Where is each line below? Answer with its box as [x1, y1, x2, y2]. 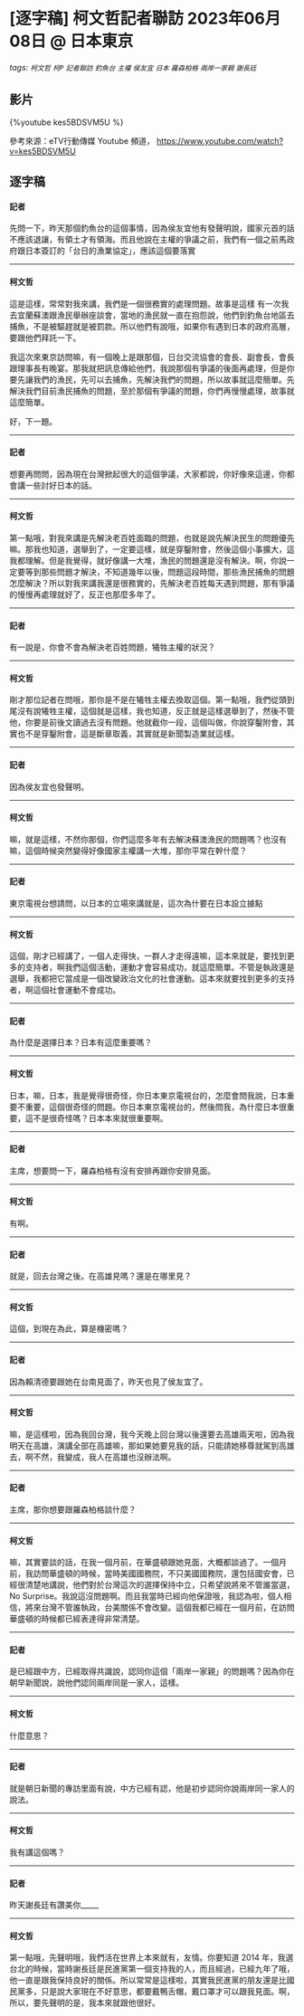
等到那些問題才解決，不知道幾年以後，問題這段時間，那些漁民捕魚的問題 [24, 566, 295, 577]
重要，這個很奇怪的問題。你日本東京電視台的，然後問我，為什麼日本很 [24, 1101, 287, 1112]
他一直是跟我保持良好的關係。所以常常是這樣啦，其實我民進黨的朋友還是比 [9, 1974, 287, 1986]
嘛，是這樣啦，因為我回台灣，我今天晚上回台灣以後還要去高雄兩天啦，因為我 [9, 1429, 295, 1440]
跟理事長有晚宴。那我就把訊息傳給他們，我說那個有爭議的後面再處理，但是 [9, 363, 287, 374]
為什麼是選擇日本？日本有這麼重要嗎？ [9, 1037, 152, 1048]
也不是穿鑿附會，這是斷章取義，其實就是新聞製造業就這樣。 [16, 728, 240, 739]
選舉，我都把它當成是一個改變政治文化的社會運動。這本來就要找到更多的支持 [9, 974, 295, 984]
